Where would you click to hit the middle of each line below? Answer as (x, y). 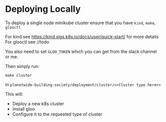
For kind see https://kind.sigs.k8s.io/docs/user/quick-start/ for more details (82, 37)
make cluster (19, 75)
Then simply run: (22, 66)
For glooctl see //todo (27, 42)
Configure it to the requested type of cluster (57, 114)
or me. (12, 57)
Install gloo (24, 109)
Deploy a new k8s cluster (38, 103)
